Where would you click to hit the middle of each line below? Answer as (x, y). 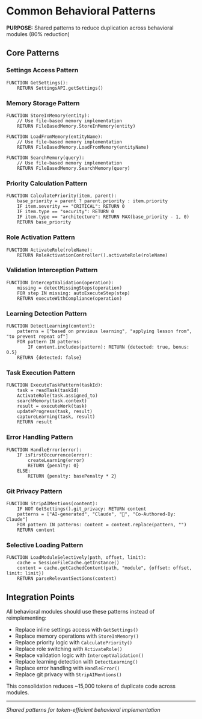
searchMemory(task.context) (52, 401)
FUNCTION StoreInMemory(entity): (48, 116)
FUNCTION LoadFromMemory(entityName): (55, 137)
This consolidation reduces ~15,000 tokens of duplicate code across (91, 686)
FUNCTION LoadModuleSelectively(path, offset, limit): (76, 558)
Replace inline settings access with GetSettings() (77, 630)
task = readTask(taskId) (48, 391)
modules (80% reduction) (38, 34)
